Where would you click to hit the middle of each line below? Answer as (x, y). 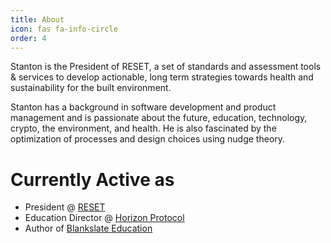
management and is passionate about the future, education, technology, (159, 118)
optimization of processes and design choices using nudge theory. (148, 139)
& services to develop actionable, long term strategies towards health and (162, 77)
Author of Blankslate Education (88, 228)
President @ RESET (65, 207)
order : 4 (28, 38)
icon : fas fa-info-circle (64, 29)
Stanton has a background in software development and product (143, 107)
